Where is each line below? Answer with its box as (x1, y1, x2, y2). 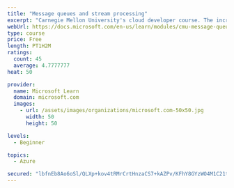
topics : (7, 151, 30, 159)
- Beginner (13, 139, 45, 146)
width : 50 (25, 113, 54, 120)
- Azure (13, 158, 36, 165)
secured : (7, 171, 33, 178)
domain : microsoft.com (13, 94, 79, 101)
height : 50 (25, 120, 58, 127)
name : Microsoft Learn (13, 88, 79, 95)
